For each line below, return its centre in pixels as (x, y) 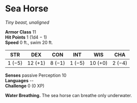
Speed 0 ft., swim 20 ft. (29, 42)
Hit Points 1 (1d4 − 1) (26, 37)
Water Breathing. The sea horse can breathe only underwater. (68, 95)
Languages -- (19, 80)
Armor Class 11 (20, 32)
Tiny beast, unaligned (27, 22)
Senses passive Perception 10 (36, 75)
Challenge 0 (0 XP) (25, 86)
